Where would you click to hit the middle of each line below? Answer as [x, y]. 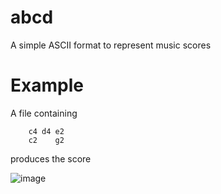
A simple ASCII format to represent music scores [111, 45]
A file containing [44, 113]
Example [47, 85]
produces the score [51, 158]
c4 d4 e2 [46, 131]
